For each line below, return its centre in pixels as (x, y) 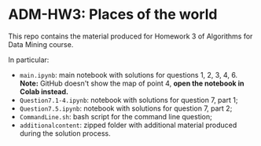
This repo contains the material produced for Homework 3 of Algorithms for (130, 36)
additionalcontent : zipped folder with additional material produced (128, 125)
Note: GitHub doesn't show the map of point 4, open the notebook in (132, 83)
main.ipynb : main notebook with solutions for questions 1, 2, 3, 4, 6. (129, 75)
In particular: (29, 60)
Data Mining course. (41, 44)
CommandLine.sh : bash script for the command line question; (116, 116)
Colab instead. (44, 91)
